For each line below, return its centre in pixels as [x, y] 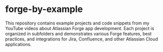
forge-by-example [44, 9]
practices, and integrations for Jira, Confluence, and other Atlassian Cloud [82, 39]
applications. [18, 44]
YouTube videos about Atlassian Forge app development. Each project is [80, 28]
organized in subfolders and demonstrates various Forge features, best [78, 33]
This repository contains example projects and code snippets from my [77, 23]
